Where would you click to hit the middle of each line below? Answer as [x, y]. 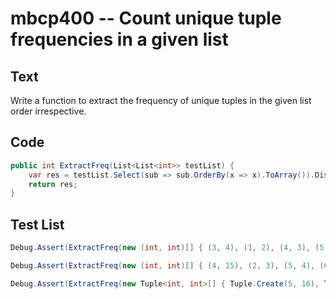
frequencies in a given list [119, 39]
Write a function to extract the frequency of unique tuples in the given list [161, 100]
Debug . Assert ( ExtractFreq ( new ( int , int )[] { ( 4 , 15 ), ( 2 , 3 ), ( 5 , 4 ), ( [167, 266]
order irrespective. [48, 111]
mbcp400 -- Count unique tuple [146, 18]
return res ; [53, 184]
